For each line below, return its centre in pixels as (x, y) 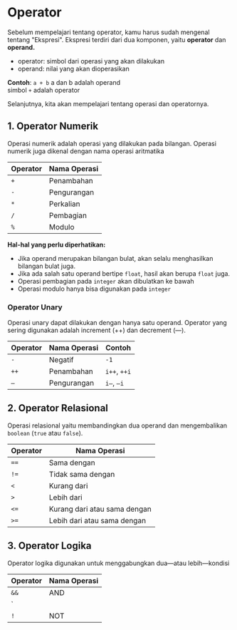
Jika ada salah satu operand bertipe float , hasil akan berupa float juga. (123, 273)
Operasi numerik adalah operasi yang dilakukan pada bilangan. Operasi (112, 143)
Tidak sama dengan (82, 474)
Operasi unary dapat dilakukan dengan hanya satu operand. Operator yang (117, 323)
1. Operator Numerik (53, 126)
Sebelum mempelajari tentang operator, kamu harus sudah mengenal (109, 32)
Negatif (61, 360)
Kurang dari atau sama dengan (100, 509)
